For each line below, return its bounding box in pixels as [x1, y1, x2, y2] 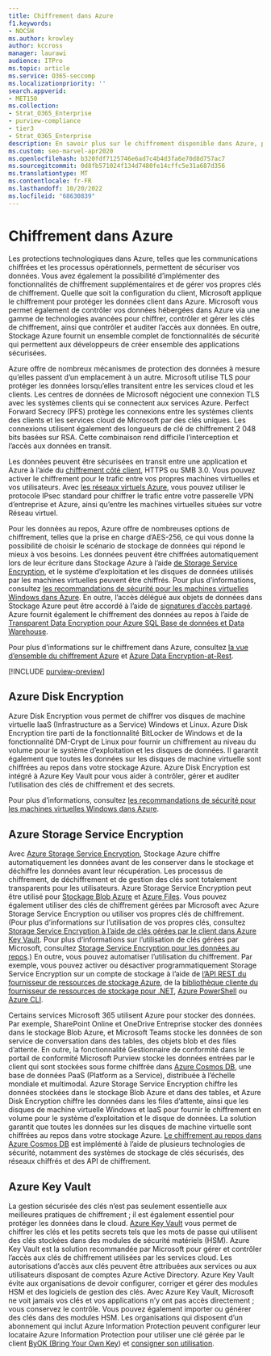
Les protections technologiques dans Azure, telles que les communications [8, 254, 258, 263]
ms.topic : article [8, 65, 70, 73]
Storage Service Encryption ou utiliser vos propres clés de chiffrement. [8, 909, 244, 919]
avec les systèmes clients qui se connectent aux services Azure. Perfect [8, 397, 249, 408]
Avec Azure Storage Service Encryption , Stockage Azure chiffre [8, 849, 220, 859]
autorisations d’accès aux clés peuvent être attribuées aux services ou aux [8, 1262, 257, 1270]
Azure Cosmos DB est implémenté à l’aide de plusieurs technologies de [8, 1140, 246, 1149]
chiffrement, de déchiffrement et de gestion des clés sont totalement [8, 875, 237, 884]
